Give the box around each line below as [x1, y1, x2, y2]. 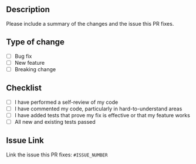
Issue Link [6, 135, 44, 145]
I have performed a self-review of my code [14, 99, 119, 106]
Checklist [6, 83, 42, 93]
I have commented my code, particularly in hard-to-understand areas [14, 105, 183, 112]
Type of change [6, 37, 65, 47]
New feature [14, 59, 45, 66]
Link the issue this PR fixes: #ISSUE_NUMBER [6, 151, 108, 158]
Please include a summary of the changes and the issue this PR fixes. [6, 20, 174, 27]
